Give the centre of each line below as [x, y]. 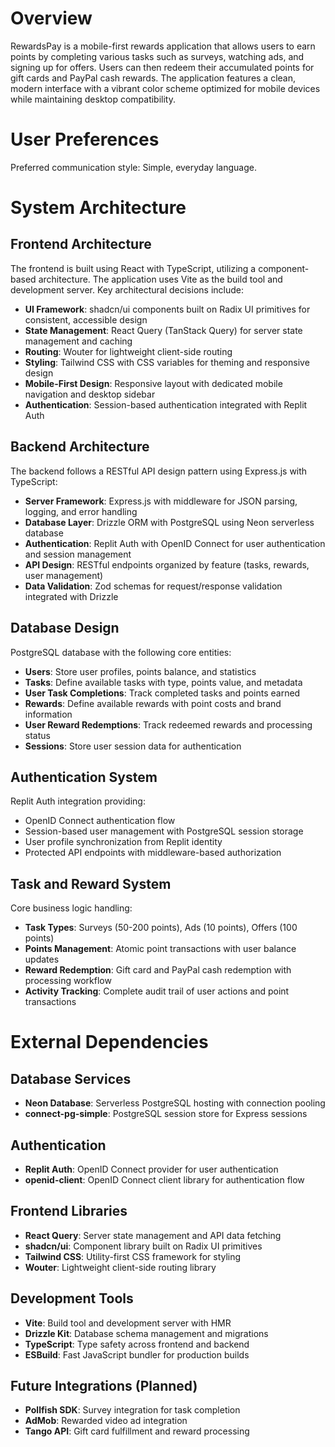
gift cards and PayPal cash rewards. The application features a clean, [153, 78]
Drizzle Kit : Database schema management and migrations [146, 1333]
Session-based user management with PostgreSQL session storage [164, 831]
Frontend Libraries [69, 1211]
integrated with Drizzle [71, 596]
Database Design [65, 628]
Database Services [71, 1078]
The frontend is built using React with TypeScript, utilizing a [133, 268]
